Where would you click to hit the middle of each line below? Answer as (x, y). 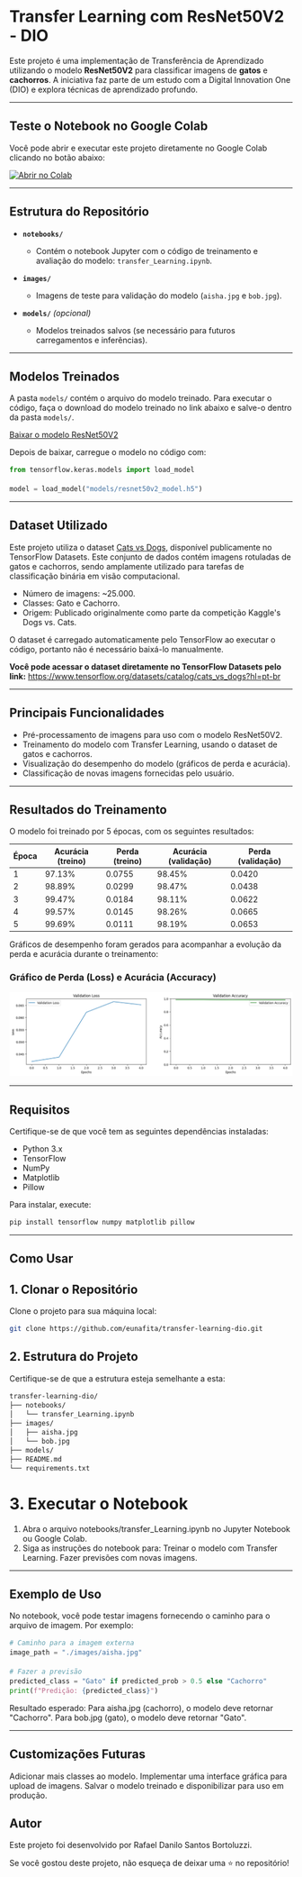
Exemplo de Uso (55, 1595)
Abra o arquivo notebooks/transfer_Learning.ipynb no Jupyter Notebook (156, 1528)
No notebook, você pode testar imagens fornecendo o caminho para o (140, 1616)
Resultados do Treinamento (89, 810)
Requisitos (40, 1110)
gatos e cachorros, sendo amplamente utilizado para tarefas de (127, 566)
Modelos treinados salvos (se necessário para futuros (135, 330)
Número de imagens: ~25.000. (79, 593)
